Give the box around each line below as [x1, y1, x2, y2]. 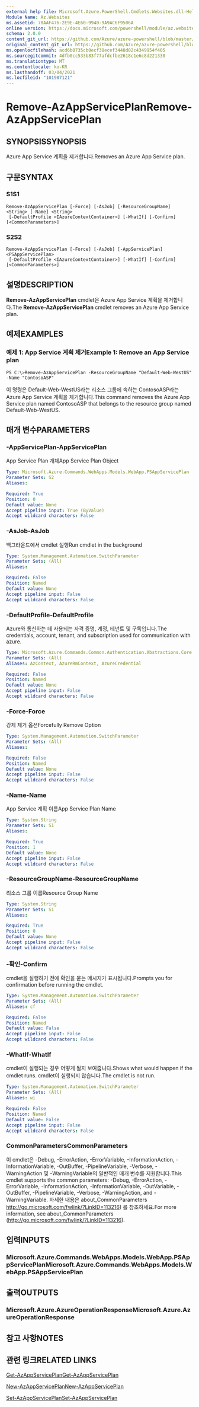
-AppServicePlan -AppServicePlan [6, 443, 107, 451]
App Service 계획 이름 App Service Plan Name [6, 805, 117, 812]
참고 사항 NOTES [6, 1333, 64, 1343]
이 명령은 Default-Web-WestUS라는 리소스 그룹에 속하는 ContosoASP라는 [6, 386, 179, 393]
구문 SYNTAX [6, 172, 54, 182]
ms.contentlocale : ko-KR [6, 63, 68, 70]
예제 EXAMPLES [6, 329, 64, 339]
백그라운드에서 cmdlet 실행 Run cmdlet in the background [6, 541, 142, 548]
